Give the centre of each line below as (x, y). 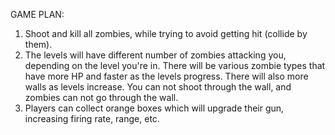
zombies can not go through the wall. (101, 97)
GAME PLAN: (37, 14)
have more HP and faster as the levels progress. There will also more (166, 76)
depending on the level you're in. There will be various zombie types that (175, 65)
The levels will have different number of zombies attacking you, (155, 55)
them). (38, 44)
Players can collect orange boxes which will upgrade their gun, (154, 108)
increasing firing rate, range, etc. (92, 118)
